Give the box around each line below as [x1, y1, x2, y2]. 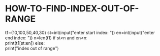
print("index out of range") [5, 45, 59, 51]
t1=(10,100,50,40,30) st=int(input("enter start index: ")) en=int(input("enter [5, 29, 155, 35]
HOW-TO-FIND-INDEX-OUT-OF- [5, 3, 139, 14]
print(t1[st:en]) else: [5, 40, 45, 46]
